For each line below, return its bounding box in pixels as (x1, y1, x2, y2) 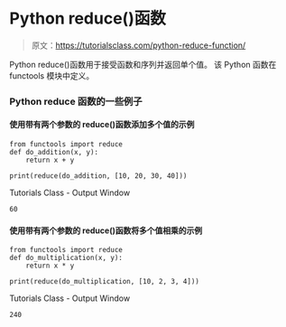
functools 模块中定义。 (9, 70, 95, 81)
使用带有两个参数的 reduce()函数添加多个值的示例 (9, 119, 195, 130)
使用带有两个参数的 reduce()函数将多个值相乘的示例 (9, 225, 203, 236)
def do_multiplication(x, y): (9, 254, 124, 263)
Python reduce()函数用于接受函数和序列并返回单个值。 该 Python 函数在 (9, 59, 277, 70)
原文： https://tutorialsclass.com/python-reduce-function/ (31, 40, 246, 51)
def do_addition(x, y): (9, 148, 99, 157)
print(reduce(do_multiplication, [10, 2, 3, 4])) (9, 277, 200, 286)
